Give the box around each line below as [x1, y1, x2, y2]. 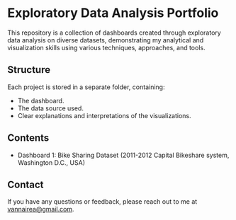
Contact [7, 178, 44, 190]
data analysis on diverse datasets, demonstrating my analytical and [7, 35, 204, 44]
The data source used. [17, 104, 84, 112]
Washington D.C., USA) [17, 158, 86, 167]
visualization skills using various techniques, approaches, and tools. [7, 43, 206, 52]
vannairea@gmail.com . [7, 205, 74, 214]
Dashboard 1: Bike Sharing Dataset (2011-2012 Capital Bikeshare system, [17, 151, 230, 159]
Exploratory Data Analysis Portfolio [7, 5, 219, 21]
